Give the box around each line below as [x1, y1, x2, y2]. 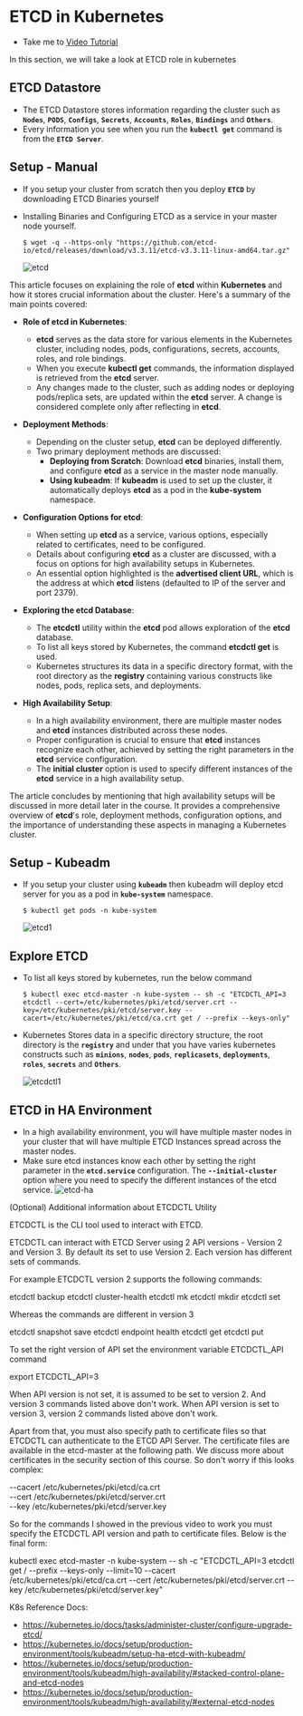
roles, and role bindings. [35, 353, 127, 364]
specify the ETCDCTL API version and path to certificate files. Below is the [9, 1528, 287, 1538]
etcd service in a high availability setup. [35, 772, 185, 783]
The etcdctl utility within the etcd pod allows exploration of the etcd [35, 622, 291, 633]
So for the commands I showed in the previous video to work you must [9, 1518, 273, 1529]
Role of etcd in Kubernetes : [22, 315, 128, 327]
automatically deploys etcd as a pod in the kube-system [49, 484, 262, 495]
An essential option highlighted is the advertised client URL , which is [35, 567, 294, 578]
